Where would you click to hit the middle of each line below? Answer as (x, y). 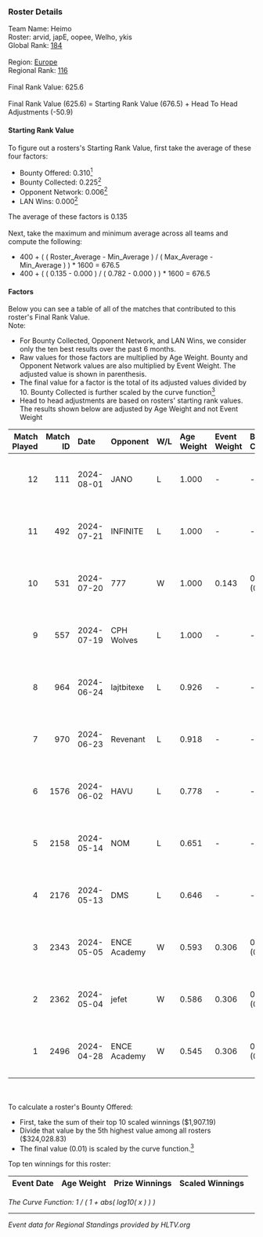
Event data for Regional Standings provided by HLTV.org (99, 1224)
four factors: (28, 156)
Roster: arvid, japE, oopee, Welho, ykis (70, 37)
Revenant (128, 739)
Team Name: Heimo (40, 29)
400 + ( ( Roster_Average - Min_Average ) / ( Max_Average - (116, 257)
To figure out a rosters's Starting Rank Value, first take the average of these (130, 148)
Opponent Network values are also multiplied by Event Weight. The (128, 366)
